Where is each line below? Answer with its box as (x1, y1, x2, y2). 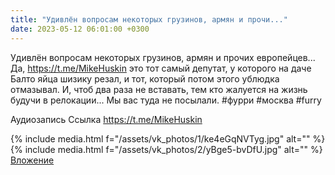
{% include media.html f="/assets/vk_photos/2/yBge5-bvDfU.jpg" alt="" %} (10, 143, 323, 155)
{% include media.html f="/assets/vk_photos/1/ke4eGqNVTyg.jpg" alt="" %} (10, 132, 326, 145)
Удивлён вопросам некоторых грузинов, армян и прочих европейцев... (10, 51, 316, 63)
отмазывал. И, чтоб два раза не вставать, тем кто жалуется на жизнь (10, 83, 308, 95)
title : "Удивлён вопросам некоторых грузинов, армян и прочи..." (10, 14, 288, 25)
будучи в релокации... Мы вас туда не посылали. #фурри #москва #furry (10, 94, 322, 106)
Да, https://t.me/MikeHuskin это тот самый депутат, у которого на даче (10, 62, 312, 74)
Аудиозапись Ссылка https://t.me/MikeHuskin (10, 113, 203, 125)
